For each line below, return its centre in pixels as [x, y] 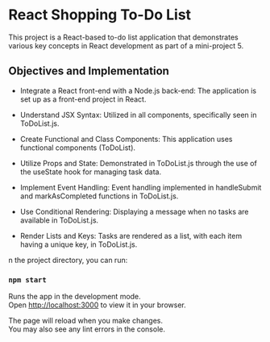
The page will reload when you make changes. [86, 321]
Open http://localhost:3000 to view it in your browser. [98, 305]
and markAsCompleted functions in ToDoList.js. [99, 196]
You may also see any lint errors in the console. [87, 329]
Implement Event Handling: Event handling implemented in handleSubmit [141, 187]
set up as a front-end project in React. [83, 99]
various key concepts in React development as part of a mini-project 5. [126, 45]
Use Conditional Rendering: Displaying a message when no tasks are [134, 211]
